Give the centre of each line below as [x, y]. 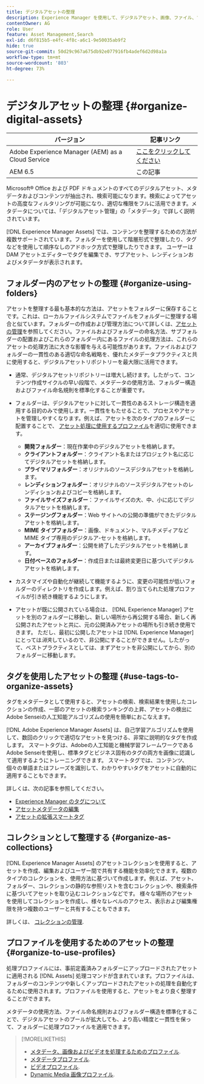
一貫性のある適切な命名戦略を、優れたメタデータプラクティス [110, 355]
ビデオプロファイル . [55, 1066]
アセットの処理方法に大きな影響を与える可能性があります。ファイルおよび [99, 347]
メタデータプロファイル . [60, 1059]
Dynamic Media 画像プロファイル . [73, 1074]
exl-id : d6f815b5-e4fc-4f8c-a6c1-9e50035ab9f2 [66, 40]
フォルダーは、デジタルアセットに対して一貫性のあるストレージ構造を [103, 403]
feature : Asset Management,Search [50, 35]
